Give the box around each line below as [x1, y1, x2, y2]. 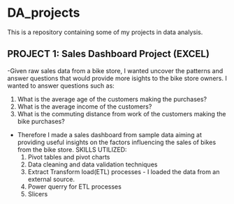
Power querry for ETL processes [27, 182, 122, 191]
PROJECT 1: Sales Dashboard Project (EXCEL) [7, 48, 210, 60]
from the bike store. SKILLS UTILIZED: [17, 145, 127, 154]
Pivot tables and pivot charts [27, 152, 110, 161]
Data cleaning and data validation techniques [27, 160, 158, 168]
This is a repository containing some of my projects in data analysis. [7, 28, 203, 36]
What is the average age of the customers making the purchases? [17, 95, 207, 103]
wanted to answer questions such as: [7, 81, 115, 90]
